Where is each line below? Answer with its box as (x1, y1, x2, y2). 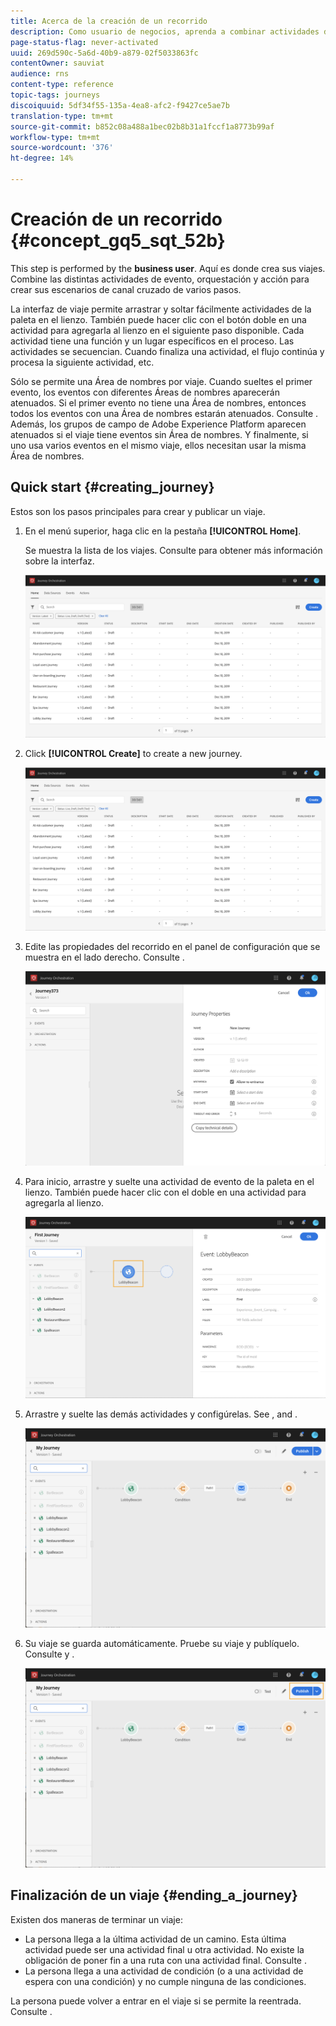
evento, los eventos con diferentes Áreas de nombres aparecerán (10, 386, 280, 398)
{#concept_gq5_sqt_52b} (10, 230, 226, 252)
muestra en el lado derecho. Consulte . (24, 951, 185, 964)
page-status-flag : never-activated (10, 37, 159, 47)
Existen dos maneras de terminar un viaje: (10, 1913, 183, 1925)
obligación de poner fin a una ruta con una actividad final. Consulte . (24, 1954, 307, 1966)
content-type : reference (10, 80, 114, 90)
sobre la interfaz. (24, 555, 95, 567)
